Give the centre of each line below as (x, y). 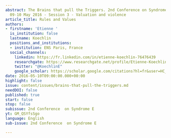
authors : (15, 24)
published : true (22, 95)
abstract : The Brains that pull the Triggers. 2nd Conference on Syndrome (86, 10)
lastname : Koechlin (31, 39)
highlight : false (24, 81)
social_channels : (28, 52)
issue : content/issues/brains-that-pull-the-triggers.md (67, 85)
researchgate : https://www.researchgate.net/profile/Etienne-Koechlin (91, 62)
